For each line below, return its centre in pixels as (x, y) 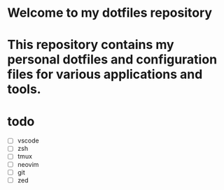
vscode (28, 140)
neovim (28, 164)
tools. (24, 89)
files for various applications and (105, 74)
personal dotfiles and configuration (112, 60)
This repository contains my (91, 45)
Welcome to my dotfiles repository (110, 13)
